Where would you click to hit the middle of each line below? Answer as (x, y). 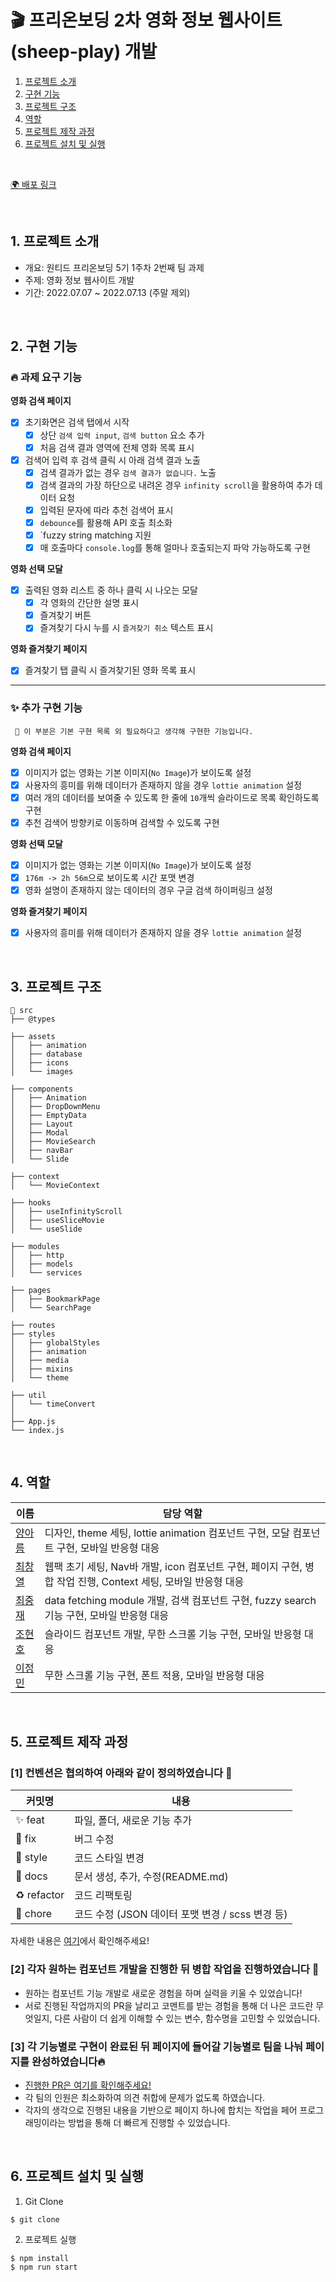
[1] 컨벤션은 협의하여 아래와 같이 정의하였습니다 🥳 (121, 1773)
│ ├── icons (40, 1062)
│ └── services (46, 1272)
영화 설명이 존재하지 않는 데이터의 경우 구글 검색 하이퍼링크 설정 (148, 890)
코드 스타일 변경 (109, 1858)
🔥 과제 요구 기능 (46, 378)
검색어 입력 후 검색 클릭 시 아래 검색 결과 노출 (112, 460)
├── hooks (31, 1202)
